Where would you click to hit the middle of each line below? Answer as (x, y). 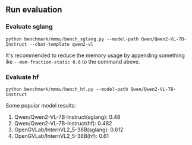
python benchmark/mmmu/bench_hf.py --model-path (67, 89)
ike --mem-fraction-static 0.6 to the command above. (73, 61)
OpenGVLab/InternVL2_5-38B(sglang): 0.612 (69, 130)
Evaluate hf (22, 77)
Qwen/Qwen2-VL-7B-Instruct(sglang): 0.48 (67, 117)
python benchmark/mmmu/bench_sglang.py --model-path (72, 39)
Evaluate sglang (29, 27)
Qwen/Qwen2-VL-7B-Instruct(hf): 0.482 (63, 123)
